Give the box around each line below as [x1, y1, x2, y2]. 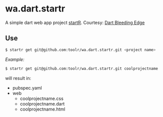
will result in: [5, 75, 32, 81]
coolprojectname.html [20, 106, 66, 112]
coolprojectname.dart [20, 100, 65, 106]
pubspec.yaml [12, 84, 42, 90]
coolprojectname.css [20, 95, 64, 101]
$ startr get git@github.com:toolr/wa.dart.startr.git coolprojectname [5, 66, 158, 71]
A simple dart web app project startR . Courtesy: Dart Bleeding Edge [5, 19, 145, 25]
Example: [5, 56, 25, 62]
